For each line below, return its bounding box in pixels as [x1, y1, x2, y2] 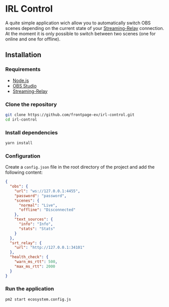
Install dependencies [5, 129, 58, 136]
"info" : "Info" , [18, 221, 53, 227]
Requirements [5, 66, 41, 73]
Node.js [12, 77, 29, 84]
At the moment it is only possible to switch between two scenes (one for [5, 30, 156, 36]
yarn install [5, 140, 33, 145]
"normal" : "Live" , [18, 203, 58, 208]
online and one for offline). [5, 36, 61, 42]
